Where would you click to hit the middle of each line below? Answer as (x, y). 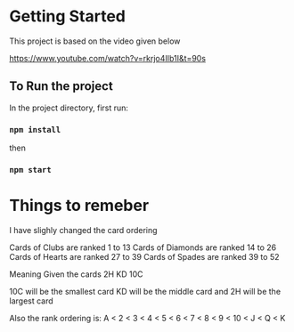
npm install (35, 130)
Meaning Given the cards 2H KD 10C (77, 274)
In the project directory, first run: (69, 108)
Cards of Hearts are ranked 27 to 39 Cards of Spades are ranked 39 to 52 (144, 256)
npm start (30, 170)
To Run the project (61, 86)
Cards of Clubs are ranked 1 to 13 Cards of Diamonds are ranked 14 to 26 (143, 247)
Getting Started (68, 16)
